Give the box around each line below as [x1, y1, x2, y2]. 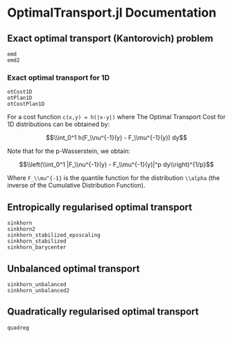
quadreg [7, 324, 30, 331]
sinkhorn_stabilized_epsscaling [7, 232, 101, 239]
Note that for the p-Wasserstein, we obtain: [7, 147, 130, 155]
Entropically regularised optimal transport [7, 201, 193, 213]
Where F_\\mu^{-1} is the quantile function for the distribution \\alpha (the [7, 174, 221, 182]
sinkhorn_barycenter [7, 244, 67, 251]
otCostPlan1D [7, 100, 45, 108]
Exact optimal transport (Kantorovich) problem [7, 33, 214, 44]
